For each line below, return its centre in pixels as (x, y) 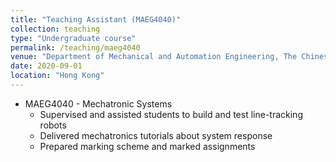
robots (53, 125)
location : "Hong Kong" (57, 76)
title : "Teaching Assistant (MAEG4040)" (96, 19)
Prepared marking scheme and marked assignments (147, 146)
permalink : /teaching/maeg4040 (75, 47)
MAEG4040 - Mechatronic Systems (98, 103)
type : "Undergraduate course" (73, 38)
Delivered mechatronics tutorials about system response (156, 135)
